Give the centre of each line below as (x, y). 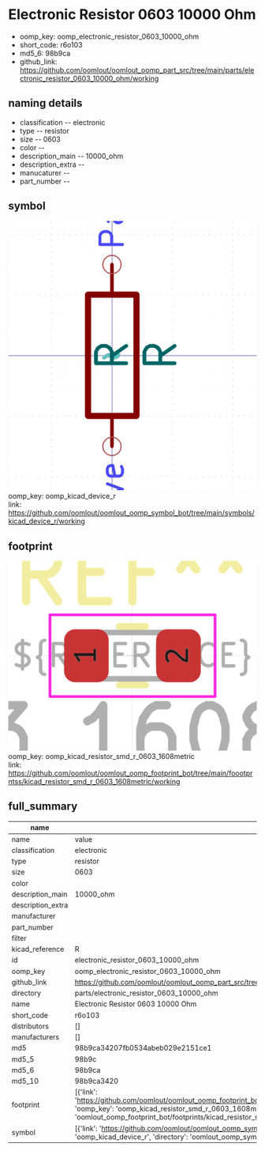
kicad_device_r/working (47, 521)
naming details (45, 103)
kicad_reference (38, 949)
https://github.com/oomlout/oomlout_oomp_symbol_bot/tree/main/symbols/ (131, 513)
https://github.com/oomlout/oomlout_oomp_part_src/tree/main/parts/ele (137, 70)
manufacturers (35, 1037)
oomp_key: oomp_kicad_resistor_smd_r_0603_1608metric (102, 757)
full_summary (43, 807)
